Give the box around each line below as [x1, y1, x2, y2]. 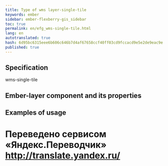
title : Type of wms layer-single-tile [5, 7, 87, 13]
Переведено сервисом [5, 129, 107, 140]
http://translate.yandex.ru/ [5, 150, 121, 161]
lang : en [5, 31, 24, 36]
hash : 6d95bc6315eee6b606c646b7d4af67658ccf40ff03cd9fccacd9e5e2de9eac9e [5, 40, 163, 45]
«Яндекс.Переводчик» [5, 139, 107, 151]
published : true [5, 45, 39, 50]
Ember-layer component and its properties [5, 91, 142, 100]
